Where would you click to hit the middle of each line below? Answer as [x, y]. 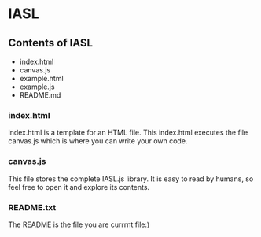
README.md [40, 95]
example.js [37, 87]
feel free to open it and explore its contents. [79, 187]
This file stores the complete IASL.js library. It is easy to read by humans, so [131, 179]
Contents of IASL [50, 43]
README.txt [32, 207]
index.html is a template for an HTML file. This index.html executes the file [128, 133]
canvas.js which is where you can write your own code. [98, 141]
